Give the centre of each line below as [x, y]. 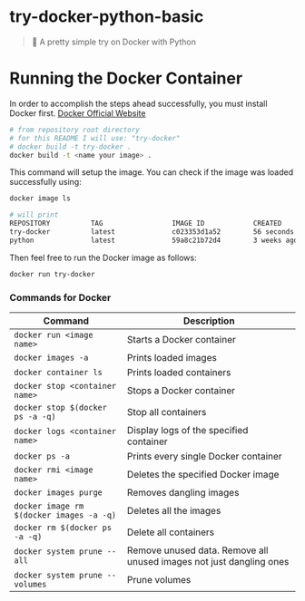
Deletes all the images [174, 510]
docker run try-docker [52, 274]
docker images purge [58, 492]
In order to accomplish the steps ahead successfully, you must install [138, 103]
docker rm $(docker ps [63, 527]
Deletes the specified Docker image [203, 474]
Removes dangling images [183, 492]
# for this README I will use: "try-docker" [95, 138]
